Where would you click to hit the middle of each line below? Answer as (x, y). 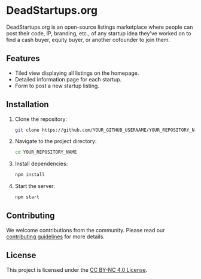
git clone (27, 130)
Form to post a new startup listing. (57, 86)
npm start (27, 197)
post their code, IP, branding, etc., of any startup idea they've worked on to (99, 33)
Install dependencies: (41, 164)
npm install (30, 175)
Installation (28, 104)
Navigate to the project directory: (56, 141)
